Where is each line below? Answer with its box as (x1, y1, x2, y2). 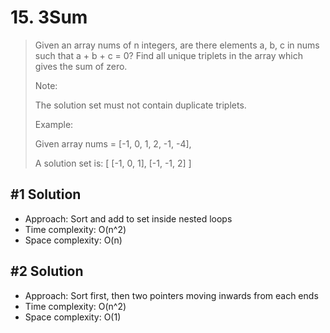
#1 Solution (10, 186, 82, 203)
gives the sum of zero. (34, 60, 128, 72)
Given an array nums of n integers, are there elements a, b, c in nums (34, 39, 320, 51)
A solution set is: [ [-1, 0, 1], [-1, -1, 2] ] (34, 157, 192, 169)
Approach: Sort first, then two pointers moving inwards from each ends (24, 289, 319, 301)
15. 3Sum (10, 6, 88, 29)
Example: (34, 118, 74, 130)
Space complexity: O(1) (24, 311, 122, 323)
